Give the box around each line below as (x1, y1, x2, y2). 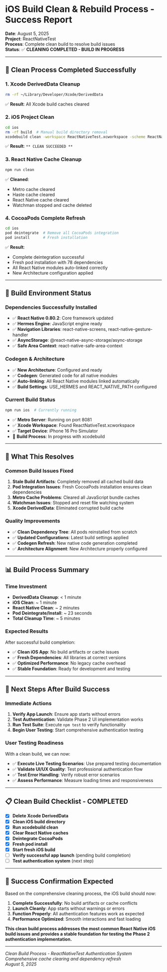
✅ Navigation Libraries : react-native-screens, (12, 326, 107, 332)
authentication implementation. (5, 936, 72, 942)
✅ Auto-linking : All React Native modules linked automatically (12, 378, 140, 384)
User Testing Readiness (5, 740, 64, 747)
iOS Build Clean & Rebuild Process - (5, 3, 155, 15)
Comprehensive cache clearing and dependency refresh (5, 956, 121, 962)
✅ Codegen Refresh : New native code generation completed (12, 540, 138, 546)
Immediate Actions (5, 700, 52, 707)
